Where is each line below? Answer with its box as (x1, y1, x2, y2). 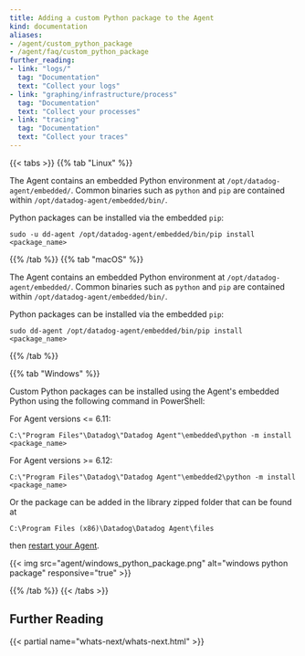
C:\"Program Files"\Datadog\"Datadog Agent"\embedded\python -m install (9, 430, 292, 439)
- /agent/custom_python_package (9, 38, 132, 48)
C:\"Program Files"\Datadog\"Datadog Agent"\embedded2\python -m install (9, 472, 297, 481)
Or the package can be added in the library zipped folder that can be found (9, 496, 292, 507)
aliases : (9, 30, 43, 39)
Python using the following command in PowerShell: (9, 395, 205, 407)
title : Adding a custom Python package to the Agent (9, 13, 215, 23)
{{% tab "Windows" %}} (9, 367, 100, 379)
